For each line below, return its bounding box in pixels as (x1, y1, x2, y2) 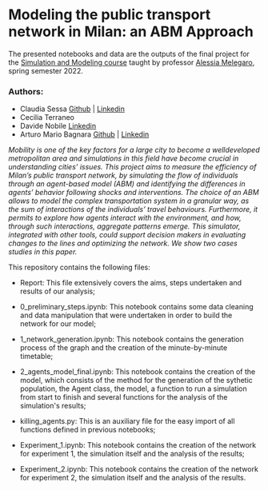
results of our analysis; (19, 286, 96, 297)
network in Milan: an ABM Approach (8, 22, 254, 41)
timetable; (19, 352, 54, 361)
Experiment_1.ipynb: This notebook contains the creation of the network (19, 440, 257, 450)
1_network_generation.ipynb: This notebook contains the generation (19, 334, 244, 345)
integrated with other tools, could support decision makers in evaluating (8, 230, 246, 240)
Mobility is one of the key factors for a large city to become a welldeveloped (8, 145, 260, 155)
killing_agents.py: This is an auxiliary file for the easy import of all (19, 416, 235, 426)
